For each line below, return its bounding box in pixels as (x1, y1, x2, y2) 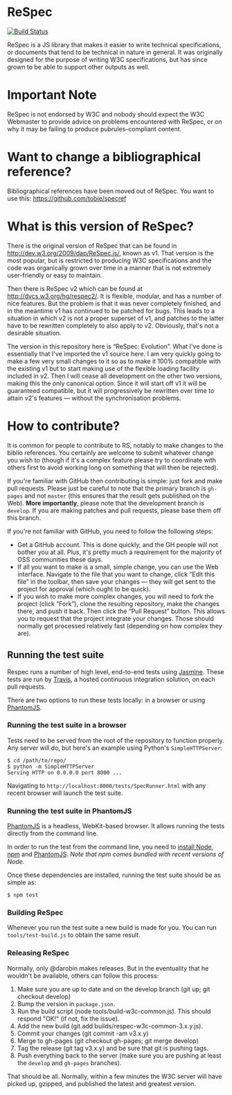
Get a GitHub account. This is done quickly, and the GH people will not (17, 540, 218, 549)
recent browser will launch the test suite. (7, 789, 123, 797)
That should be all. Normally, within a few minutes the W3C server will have (7, 1072, 222, 1080)
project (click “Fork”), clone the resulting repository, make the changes (17, 599, 220, 608)
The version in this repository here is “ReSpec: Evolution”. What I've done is (7, 342, 223, 351)
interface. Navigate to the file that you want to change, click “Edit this (17, 570, 215, 578)
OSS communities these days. (17, 555, 103, 563)
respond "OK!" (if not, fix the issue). (17, 1014, 120, 1023)
